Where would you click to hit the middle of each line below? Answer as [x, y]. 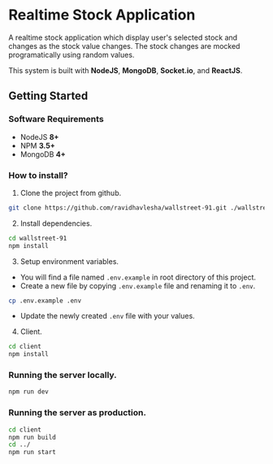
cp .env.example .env [45, 301]
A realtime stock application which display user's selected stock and [123, 37]
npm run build [32, 437]
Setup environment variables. [69, 261]
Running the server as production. [77, 413]
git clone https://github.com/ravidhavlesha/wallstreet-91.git [118, 208]
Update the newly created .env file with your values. [107, 316]
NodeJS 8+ [39, 137]
